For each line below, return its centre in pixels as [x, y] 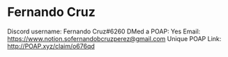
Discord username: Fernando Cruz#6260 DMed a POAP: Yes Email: [104, 31]
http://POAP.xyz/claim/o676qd [51, 46]
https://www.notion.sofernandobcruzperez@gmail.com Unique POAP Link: [114, 38]
